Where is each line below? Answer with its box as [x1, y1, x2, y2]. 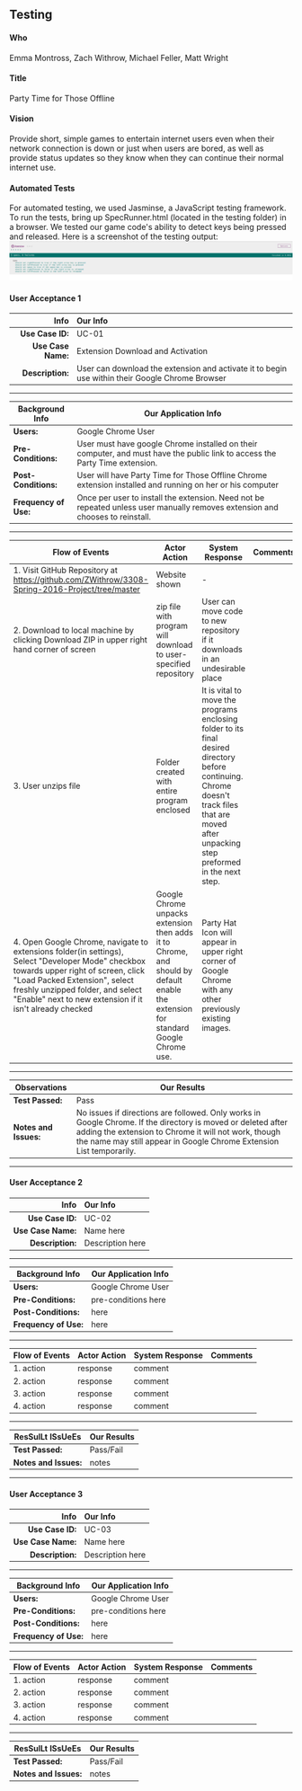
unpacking [201, 838, 241, 848]
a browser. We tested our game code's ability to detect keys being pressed [9, 222, 287, 233]
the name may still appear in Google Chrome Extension [75, 1136, 280, 1147]
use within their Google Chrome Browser [75, 372, 226, 383]
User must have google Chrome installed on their [76, 439, 258, 449]
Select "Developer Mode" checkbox [13, 955, 147, 966]
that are [201, 809, 231, 820]
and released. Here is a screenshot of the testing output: [9, 231, 218, 242]
